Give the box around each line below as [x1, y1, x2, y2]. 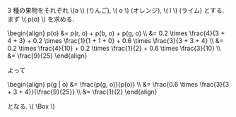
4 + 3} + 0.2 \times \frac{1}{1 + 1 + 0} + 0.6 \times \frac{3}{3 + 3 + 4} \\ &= [7, 37, 224, 44]
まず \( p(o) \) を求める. [7, 15, 74, 23]
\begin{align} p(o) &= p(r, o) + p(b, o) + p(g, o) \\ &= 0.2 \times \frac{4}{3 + [7, 29, 225, 37]
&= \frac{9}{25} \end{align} [7, 51, 88, 60]
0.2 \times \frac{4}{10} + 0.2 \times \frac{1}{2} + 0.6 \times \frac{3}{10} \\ [7, 44, 221, 52]
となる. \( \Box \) [7, 102, 55, 111]
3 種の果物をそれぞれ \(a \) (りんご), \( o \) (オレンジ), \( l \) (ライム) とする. [7, 6, 225, 14]
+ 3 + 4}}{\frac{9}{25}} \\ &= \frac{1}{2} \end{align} [7, 87, 158, 96]
